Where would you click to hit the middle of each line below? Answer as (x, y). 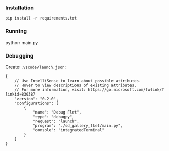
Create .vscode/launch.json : (36, 67)
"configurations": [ (36, 103)
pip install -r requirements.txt (41, 18)
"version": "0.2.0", (36, 99)
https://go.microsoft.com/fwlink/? (126, 90)
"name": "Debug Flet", (57, 112)
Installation (20, 8)
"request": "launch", (56, 121)
